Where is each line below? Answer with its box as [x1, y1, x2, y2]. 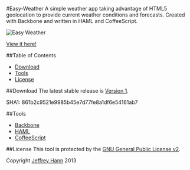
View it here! [6, 41, 37, 47]
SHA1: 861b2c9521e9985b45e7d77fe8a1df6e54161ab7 [6, 99, 138, 106]
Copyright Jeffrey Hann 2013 [6, 157, 77, 164]
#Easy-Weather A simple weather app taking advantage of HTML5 [6, 5, 168, 12]
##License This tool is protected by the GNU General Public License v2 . [6, 146, 181, 152]
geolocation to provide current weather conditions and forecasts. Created [6, 11, 185, 18]
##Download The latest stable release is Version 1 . [6, 87, 129, 94]
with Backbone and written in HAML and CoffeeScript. [6, 18, 138, 24]
